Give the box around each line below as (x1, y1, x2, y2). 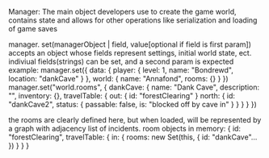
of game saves (8, 24, 58, 33)
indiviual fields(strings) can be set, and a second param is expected (8, 56, 234, 66)
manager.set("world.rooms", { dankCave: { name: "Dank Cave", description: (8, 82, 260, 92)
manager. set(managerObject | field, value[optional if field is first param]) (8, 39, 252, 49)
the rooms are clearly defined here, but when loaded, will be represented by (8, 115, 262, 124)
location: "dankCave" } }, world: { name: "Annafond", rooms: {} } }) (8, 74, 229, 83)
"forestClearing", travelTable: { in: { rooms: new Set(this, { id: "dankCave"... (8, 132, 258, 142)
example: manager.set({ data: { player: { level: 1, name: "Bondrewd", (8, 65, 234, 75)
